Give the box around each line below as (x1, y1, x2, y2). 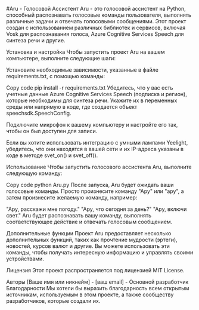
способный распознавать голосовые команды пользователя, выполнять (6, 11, 192, 19)
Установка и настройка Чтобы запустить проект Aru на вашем (6, 48, 165, 56)
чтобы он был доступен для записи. (6, 128, 98, 134)
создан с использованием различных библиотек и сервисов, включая (6, 24, 186, 31)
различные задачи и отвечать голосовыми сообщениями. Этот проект (6, 18, 186, 24)
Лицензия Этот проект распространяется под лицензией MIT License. (6, 267, 185, 274)
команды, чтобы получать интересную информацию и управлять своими (6, 249, 194, 256)
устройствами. (6, 255, 45, 262)
